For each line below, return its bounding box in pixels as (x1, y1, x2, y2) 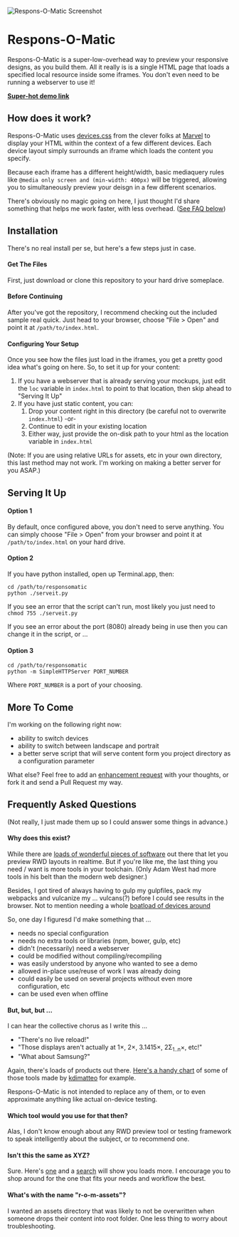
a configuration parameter (17, 756, 95, 765)
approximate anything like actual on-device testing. (7, 1095, 158, 1103)
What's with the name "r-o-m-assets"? (7, 1191, 127, 1199)
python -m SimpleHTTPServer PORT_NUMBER (7, 668, 129, 676)
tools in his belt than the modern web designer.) (7, 872, 148, 881)
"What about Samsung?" (17, 1053, 90, 1060)
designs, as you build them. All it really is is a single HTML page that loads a (7, 63, 230, 71)
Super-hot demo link (7, 91, 70, 100)
